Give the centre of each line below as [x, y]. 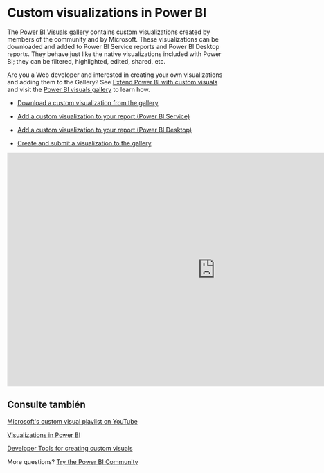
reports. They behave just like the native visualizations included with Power [114, 54]
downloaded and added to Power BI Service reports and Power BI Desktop [114, 46]
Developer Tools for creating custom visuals [70, 448]
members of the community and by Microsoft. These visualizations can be [113, 39]
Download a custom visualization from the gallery [88, 102]
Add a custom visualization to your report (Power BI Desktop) [105, 130]
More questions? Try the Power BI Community [73, 461]
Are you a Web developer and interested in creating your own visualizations [115, 75]
